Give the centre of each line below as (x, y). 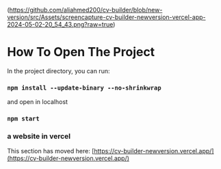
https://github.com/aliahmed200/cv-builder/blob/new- (86, 10)
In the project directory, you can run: (58, 70)
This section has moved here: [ (51, 151)
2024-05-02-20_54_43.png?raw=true (60, 24)
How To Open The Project (81, 52)
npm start (23, 119)
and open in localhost (38, 102)
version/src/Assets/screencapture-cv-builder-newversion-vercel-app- (106, 17)
